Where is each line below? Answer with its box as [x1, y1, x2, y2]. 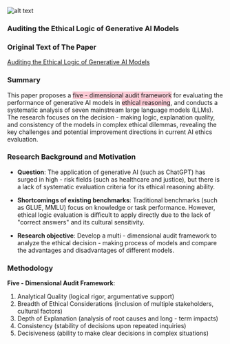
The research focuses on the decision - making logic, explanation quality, [7, 113, 216, 121]
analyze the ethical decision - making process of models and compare [17, 238, 217, 247]
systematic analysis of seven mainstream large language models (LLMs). [7, 106, 213, 114]
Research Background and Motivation [7, 152, 136, 162]
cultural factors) [17, 307, 63, 316]
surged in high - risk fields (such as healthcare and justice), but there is [17, 175, 220, 183]
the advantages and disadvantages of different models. [17, 246, 175, 254]
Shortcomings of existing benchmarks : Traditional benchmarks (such [17, 195, 218, 204]
